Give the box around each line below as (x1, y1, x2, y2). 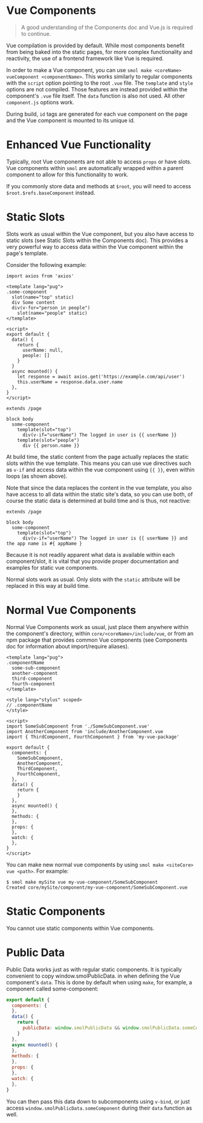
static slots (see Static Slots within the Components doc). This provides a (6, 237, 188, 244)
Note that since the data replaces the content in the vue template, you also (6, 484, 192, 491)
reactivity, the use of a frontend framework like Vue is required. (6, 54, 164, 62)
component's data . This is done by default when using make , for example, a (6, 978, 192, 986)
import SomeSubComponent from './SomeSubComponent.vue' (6, 723, 150, 729)
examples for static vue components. (6, 564, 98, 571)
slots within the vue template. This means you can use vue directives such (6, 459, 192, 467)
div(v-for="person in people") (11, 305, 91, 311)
